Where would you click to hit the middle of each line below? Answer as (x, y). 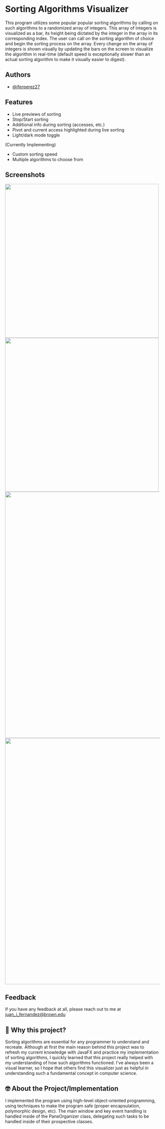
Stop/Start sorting (30, 119)
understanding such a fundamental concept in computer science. (71, 1073)
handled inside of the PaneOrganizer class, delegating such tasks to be (77, 1116)
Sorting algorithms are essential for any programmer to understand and (77, 1042)
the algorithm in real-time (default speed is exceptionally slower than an (78, 54)
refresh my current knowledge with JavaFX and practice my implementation (82, 1052)
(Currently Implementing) (31, 144)
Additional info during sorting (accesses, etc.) (58, 125)
